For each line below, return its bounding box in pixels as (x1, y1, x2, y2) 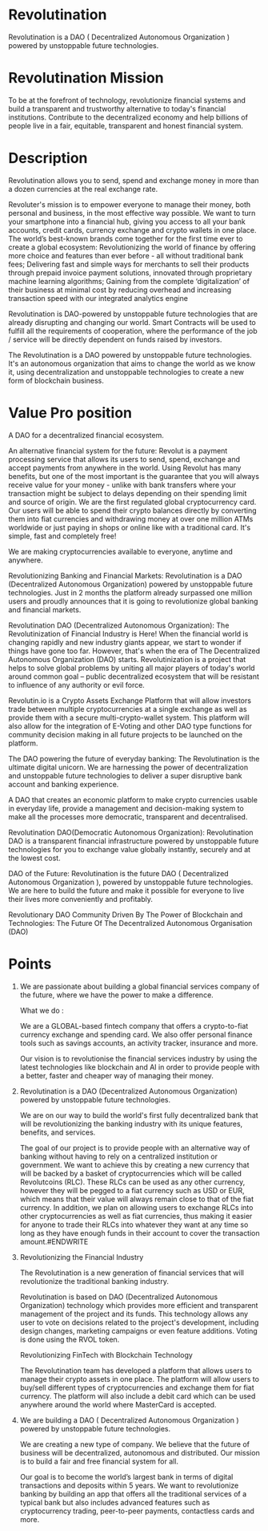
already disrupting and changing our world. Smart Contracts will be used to (8, 317, 256, 327)
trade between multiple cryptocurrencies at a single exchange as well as (8, 704, 247, 713)
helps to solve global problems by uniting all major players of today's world (8, 663, 255, 672)
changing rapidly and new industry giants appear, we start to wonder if (8, 637, 242, 647)
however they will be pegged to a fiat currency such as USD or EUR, (19, 1185, 245, 1195)
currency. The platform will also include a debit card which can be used (19, 1391, 256, 1401)
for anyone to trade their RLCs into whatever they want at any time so (19, 1220, 249, 1229)
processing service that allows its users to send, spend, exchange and (8, 454, 240, 464)
